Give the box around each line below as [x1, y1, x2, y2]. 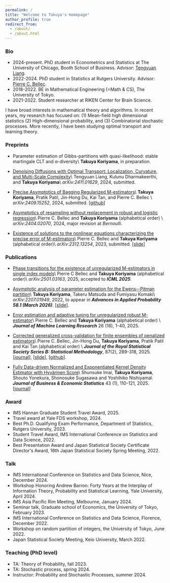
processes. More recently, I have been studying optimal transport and [5, 123, 151, 130]
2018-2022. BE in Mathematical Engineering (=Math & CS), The [12, 86, 145, 93]
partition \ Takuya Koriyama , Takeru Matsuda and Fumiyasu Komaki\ [12, 291, 155, 297]
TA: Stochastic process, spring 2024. [12, 566, 90, 572]
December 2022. [12, 520, 48, 527]
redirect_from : [5, 21, 38, 27]
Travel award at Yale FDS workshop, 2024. [12, 415, 102, 421]
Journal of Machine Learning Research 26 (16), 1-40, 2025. [12, 322, 140, 328]
